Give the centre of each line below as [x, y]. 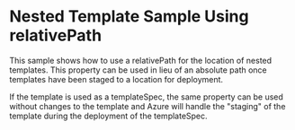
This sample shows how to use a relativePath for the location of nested [141, 60]
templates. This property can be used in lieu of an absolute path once [138, 70]
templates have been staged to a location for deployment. [116, 79]
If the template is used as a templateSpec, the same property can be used [146, 97]
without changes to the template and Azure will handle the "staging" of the [147, 106]
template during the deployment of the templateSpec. [109, 116]
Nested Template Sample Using [129, 17]
